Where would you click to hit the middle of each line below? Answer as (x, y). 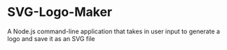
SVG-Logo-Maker (60, 12)
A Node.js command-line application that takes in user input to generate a (114, 31)
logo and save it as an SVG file (51, 38)
